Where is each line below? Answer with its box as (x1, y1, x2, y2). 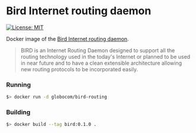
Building (6, 108, 31, 116)
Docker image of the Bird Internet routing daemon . (6, 35, 129, 42)
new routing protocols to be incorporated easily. (20, 65, 138, 72)
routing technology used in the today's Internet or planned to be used (20, 53, 191, 60)
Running (6, 80, 31, 88)
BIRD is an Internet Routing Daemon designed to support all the (20, 46, 175, 54)
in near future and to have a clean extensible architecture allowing (20, 59, 182, 66)
